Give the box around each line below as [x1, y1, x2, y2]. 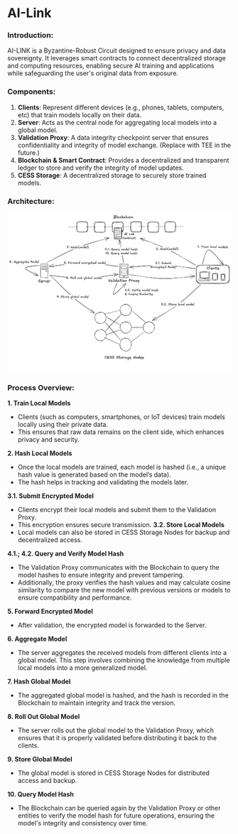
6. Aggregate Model [7, 634, 67, 644]
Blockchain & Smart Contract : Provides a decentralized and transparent [17, 156, 229, 164]
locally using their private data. [17, 421, 109, 429]
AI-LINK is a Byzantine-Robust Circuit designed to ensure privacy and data [7, 46, 226, 55]
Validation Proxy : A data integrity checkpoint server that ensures [17, 133, 209, 141]
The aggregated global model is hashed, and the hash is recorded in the [17, 691, 229, 700]
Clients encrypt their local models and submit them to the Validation [17, 506, 217, 514]
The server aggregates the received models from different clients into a [17, 649, 227, 657]
